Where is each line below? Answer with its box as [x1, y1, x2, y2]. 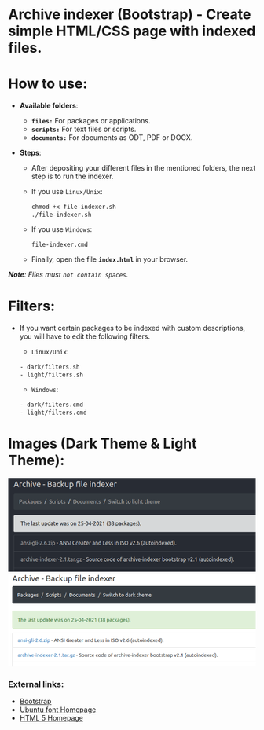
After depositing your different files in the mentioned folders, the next [31, 163, 256, 173]
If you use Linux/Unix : [31, 187, 104, 196]
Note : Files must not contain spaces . [8, 270, 129, 280]
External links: [8, 678, 64, 689]
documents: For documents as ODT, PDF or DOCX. [31, 133, 193, 142]
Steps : [19, 148, 42, 158]
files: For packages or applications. [31, 116, 151, 126]
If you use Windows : [31, 225, 93, 234]
